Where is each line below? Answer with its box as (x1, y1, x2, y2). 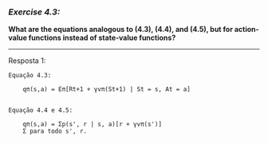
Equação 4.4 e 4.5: (8, 106, 73, 114)
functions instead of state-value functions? (28, 33, 176, 42)
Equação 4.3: (8, 71, 52, 80)
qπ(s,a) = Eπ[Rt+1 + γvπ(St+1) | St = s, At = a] (22, 85, 191, 93)
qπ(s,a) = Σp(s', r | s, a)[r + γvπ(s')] (22, 121, 162, 129)
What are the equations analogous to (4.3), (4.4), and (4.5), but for (8, 25, 234, 34)
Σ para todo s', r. (22, 127, 88, 136)
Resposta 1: (8, 56, 46, 66)
